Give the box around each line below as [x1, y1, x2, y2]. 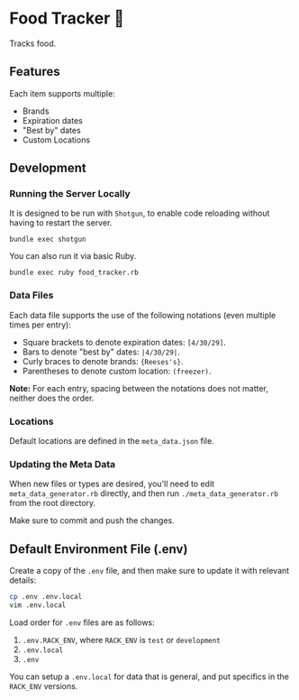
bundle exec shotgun [9, 235, 87, 244]
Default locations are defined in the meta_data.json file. [9, 436, 214, 447]
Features [9, 64, 60, 79]
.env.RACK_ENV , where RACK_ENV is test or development [22, 634, 221, 645]
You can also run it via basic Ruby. [9, 251, 137, 262]
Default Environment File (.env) [9, 541, 188, 557]
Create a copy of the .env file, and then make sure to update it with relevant [9, 566, 290, 576]
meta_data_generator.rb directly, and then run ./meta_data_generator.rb [9, 488, 279, 499]
